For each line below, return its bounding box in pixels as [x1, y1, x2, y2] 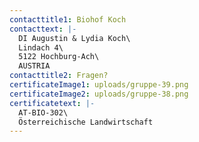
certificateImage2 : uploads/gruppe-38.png [9, 89, 189, 99]
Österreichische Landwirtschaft [18, 117, 154, 127]
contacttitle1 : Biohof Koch [9, 14, 127, 25]
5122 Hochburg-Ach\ [18, 52, 100, 62]
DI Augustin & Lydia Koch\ [18, 33, 131, 43]
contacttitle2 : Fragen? [9, 71, 109, 81]
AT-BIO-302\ [18, 107, 69, 118]
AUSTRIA [18, 61, 51, 71]
